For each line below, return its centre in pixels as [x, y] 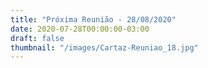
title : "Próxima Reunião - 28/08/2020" [93, 19]
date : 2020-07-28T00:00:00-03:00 [80, 29]
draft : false [37, 38]
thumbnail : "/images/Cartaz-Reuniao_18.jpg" [104, 47]
